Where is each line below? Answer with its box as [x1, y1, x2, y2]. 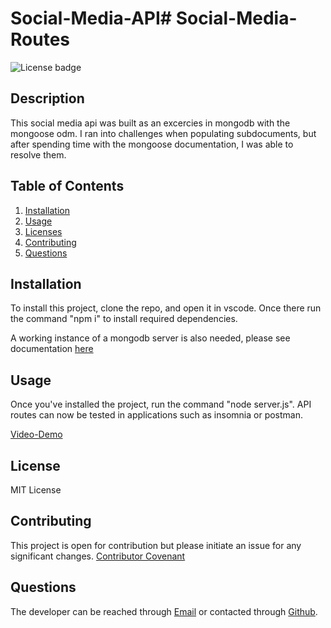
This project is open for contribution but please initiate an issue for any [10, 539, 302, 551]
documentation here [10, 343, 94, 355]
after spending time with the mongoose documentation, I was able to [10, 138, 294, 150]
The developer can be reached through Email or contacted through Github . [10, 605, 318, 617]
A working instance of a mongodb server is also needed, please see [10, 332, 291, 344]
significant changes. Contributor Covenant [10, 550, 186, 562]
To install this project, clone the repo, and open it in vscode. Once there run [10, 302, 322, 314]
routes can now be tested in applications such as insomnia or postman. [10, 409, 303, 421]
